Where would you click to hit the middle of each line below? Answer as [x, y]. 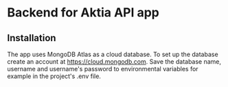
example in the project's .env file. [54, 76]
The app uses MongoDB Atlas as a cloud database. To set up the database [113, 54]
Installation [32, 38]
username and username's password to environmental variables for [103, 69]
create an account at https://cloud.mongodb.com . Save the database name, [114, 62]
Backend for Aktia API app [83, 13]
